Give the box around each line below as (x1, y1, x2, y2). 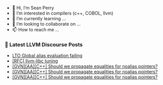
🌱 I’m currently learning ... (12, 16, 66, 21)
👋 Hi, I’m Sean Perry (12, 5, 54, 11)
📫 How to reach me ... (12, 27, 59, 32)
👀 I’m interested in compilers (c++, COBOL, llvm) (12, 10, 113, 16)
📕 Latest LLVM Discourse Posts (5, 41, 83, 48)
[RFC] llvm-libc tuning (12, 58, 58, 64)
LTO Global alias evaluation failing (12, 53, 83, 59)
